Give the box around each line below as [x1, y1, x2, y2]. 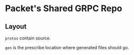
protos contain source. [5, 35, 51, 41]
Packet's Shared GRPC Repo [5, 3, 122, 14]
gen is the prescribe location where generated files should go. [5, 45, 130, 50]
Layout [5, 22, 27, 31]
